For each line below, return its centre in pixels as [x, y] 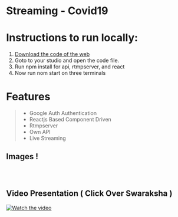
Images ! [22, 157]
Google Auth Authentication [63, 113]
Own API [40, 132]
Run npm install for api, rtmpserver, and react [70, 67]
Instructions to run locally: [72, 38]
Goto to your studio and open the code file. [67, 61]
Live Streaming [47, 138]
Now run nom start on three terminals [60, 73]
